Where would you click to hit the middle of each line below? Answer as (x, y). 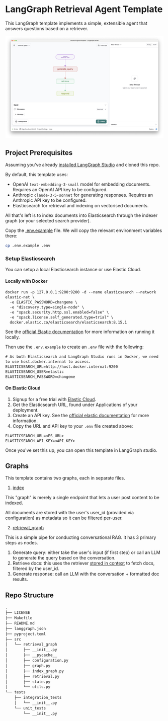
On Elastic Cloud (23, 388)
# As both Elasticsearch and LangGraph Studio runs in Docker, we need (82, 357)
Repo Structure (29, 595)
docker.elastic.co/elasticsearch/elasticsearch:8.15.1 (68, 323)
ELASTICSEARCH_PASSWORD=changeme (40, 377)
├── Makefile (19, 618)
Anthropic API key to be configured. (50, 200)
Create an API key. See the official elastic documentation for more (81, 415)
